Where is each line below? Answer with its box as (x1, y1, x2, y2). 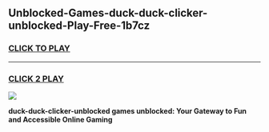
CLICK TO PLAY (8, 43, 70, 54)
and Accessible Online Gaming (8, 114, 113, 124)
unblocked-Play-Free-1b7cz (8, 19, 151, 33)
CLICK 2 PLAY (8, 73, 64, 84)
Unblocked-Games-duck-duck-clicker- (8, 6, 208, 20)
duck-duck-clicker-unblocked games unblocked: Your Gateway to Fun (8, 106, 247, 115)
